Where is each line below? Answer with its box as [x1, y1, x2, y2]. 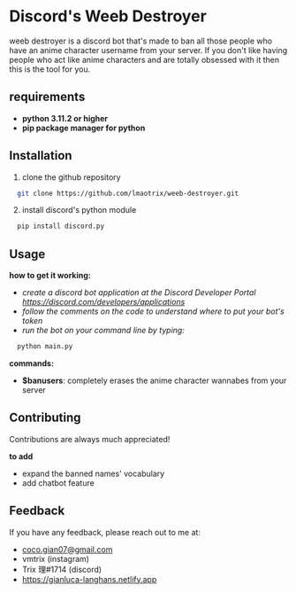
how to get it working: [9, 270, 91, 281]
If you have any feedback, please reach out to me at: [9, 527, 201, 537]
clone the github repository [21, 171, 121, 183]
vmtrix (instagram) [21, 553, 90, 564]
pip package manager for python [21, 122, 146, 133]
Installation [9, 148, 72, 163]
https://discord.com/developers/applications [21, 297, 186, 308]
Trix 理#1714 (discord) [21, 564, 102, 574]
